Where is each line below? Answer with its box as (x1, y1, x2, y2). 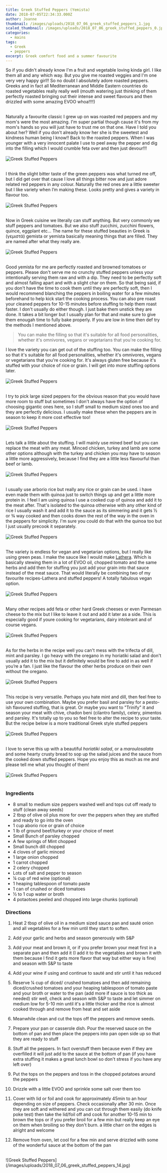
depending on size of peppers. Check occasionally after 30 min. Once (12, 1100, 156, 1106)
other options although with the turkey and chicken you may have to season (5, 450, 161, 456)
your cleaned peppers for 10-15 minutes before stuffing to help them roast (5, 301, 157, 307)
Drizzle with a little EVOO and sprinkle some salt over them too (12, 1086, 141, 1091)
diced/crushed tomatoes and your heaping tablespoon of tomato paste (12, 985, 158, 991)
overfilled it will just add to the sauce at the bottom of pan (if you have (12, 1051, 156, 1057)
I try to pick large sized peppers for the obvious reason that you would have (5, 393, 160, 399)
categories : (5, 30, 30, 35)
